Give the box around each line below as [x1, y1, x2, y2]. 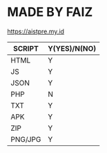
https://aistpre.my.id [7, 27, 64, 35]
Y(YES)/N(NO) [48, 43, 97, 53]
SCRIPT [12, 43, 39, 53]
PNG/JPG [10, 134, 41, 144]
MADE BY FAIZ [7, 4, 93, 20]
